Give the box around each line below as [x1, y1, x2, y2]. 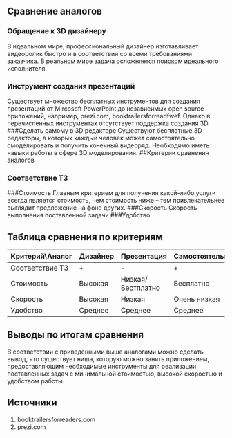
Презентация [120, 252, 167, 262]
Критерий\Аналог [10, 252, 72, 262]
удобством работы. [7, 376, 65, 385]
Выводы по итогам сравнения [7, 329, 144, 341]
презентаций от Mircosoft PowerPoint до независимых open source [7, 104, 204, 113]
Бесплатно [173, 279, 210, 289]
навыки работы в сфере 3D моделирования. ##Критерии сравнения [7, 148, 209, 156]
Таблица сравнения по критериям [7, 231, 164, 243]
